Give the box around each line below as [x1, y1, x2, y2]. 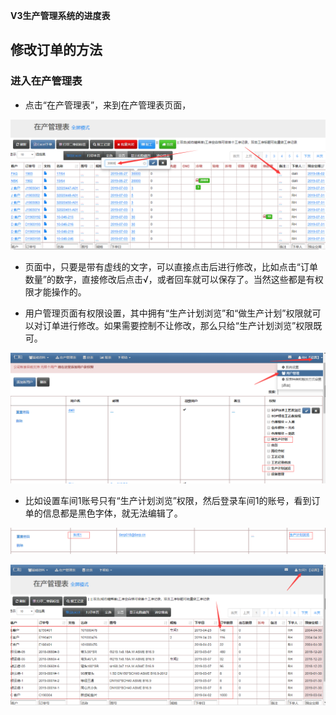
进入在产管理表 [10, 74, 83, 88]
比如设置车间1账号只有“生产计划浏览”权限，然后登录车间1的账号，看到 [24, 494, 312, 506]
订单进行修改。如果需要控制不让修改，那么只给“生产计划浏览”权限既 [42, 320, 323, 332]
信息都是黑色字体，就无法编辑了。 [42, 507, 183, 519]
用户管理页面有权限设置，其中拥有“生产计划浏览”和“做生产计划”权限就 [24, 307, 313, 319]
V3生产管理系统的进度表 [10, 10, 111, 21]
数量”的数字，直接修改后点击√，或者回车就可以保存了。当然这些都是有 [24, 274, 315, 286]
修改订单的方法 [10, 42, 103, 59]
